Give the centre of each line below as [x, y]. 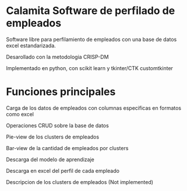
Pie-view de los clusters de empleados [53, 137]
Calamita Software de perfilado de [91, 11]
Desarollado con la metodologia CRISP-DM [57, 57]
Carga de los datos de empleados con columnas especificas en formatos [94, 108]
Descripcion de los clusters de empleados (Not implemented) [80, 182]
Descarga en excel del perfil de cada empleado [63, 171]
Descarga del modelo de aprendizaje [50, 159]
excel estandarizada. [31, 46]
